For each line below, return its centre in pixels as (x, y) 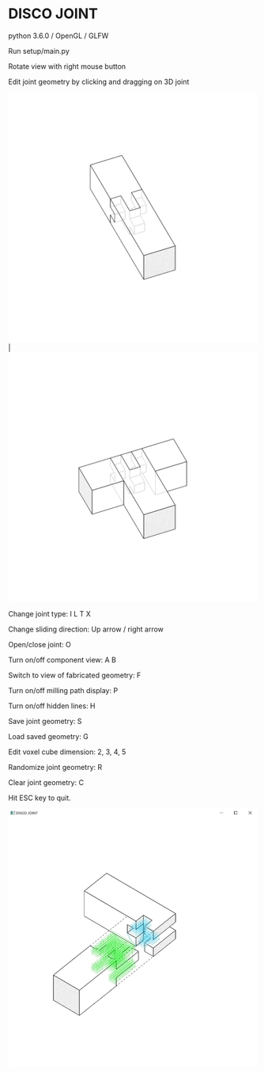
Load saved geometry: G (49, 736)
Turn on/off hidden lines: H (52, 706)
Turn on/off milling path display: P (63, 690)
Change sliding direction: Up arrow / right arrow (86, 629)
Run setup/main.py (39, 51)
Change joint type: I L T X (49, 613)
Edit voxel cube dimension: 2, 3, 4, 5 (67, 752)
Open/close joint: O (40, 644)
